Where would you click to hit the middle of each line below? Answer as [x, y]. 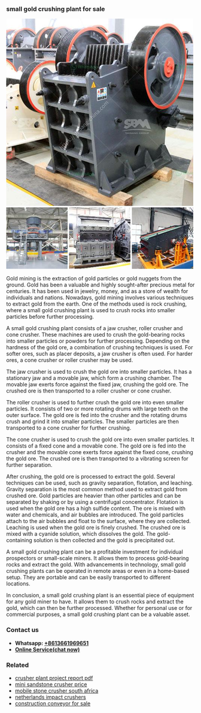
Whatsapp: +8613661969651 [51, 643]
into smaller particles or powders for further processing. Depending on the [98, 341]
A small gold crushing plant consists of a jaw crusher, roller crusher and [95, 328]
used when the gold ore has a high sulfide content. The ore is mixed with [96, 509]
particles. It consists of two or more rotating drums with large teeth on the [97, 409]
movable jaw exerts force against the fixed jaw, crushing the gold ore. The [97, 385]
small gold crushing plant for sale [56, 9]
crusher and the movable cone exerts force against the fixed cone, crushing [100, 452]
